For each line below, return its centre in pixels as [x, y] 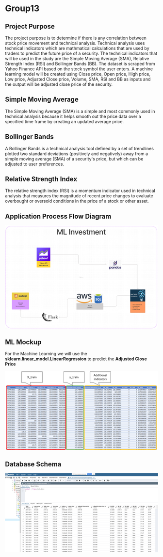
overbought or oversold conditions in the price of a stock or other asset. [77, 201]
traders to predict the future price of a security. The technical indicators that [81, 53]
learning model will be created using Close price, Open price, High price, [78, 74]
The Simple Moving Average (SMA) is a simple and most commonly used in [80, 111]
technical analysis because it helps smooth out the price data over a [73, 116]
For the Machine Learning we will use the [46, 354]
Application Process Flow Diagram [58, 216]
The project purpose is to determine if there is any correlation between [76, 38]
